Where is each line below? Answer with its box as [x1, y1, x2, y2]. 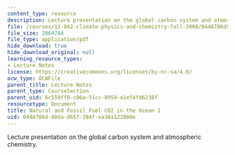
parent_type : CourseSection [7, 88, 90, 95]
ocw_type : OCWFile [7, 74, 61, 82]
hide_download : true [7, 42, 68, 49]
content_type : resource [7, 10, 77, 17]
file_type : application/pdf [7, 36, 90, 43]
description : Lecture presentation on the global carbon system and [7, 17, 211, 24]
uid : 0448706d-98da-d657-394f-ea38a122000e [7, 113, 136, 120]
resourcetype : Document [7, 101, 77, 108]
